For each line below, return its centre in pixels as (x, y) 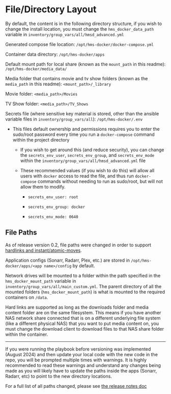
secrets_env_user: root (53, 197)
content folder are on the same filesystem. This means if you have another (83, 312)
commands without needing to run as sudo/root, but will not (100, 181)
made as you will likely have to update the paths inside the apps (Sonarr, (81, 370)
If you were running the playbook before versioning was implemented (78, 349)
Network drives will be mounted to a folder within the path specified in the (83, 275)
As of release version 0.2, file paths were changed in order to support (78, 245)
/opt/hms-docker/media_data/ (36, 69)
